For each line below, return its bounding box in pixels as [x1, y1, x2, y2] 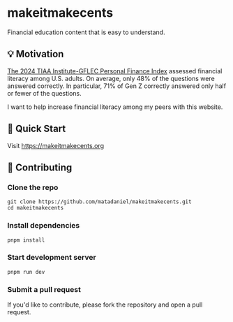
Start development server [7, 253, 96, 263]
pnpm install [7, 236, 45, 244]
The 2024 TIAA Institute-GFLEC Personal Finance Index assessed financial [7, 66, 223, 75]
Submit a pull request [7, 284, 82, 294]
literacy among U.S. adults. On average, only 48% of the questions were [7, 74, 215, 82]
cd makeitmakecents [7, 205, 64, 212]
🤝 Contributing [7, 161, 73, 173]
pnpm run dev [7, 268, 45, 275]
